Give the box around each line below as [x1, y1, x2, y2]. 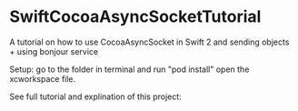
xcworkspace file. [9, 73, 76, 84]
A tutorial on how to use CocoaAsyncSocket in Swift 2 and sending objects [9, 36, 290, 47]
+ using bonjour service [9, 45, 99, 56]
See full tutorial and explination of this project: [9, 91, 182, 102]
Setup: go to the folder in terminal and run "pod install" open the [9, 64, 250, 75]
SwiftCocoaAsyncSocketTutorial [9, 6, 262, 27]
